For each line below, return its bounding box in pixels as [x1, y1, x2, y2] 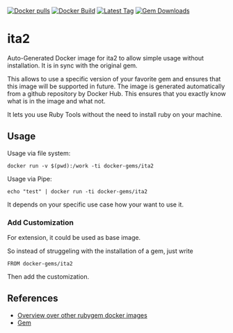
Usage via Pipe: [7, 174, 52, 183]
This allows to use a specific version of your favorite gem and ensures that [7, 74, 221, 83]
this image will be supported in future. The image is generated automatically [7, 82, 225, 90]
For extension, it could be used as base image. [7, 234, 141, 242]
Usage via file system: [7, 149, 71, 157]
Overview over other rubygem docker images [17, 311, 147, 319]
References [7, 293, 58, 304]
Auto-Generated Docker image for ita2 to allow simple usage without [7, 54, 204, 62]
